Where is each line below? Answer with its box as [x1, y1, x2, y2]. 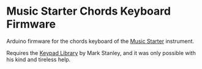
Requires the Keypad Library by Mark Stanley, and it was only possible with [6, 49, 196, 56]
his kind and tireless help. [6, 56, 71, 63]
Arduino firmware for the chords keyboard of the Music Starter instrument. [6, 37, 195, 45]
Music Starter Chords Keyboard [6, 4, 171, 18]
